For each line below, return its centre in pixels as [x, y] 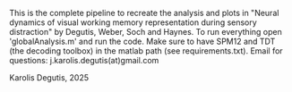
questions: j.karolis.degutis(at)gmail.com [84, 60]
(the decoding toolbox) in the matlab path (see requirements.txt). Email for [146, 51]
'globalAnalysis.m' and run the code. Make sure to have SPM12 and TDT [142, 41]
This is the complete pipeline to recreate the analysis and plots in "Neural [144, 13]
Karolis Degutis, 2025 [49, 78]
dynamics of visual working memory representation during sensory [133, 22]
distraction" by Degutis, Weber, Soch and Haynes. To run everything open [146, 32]
